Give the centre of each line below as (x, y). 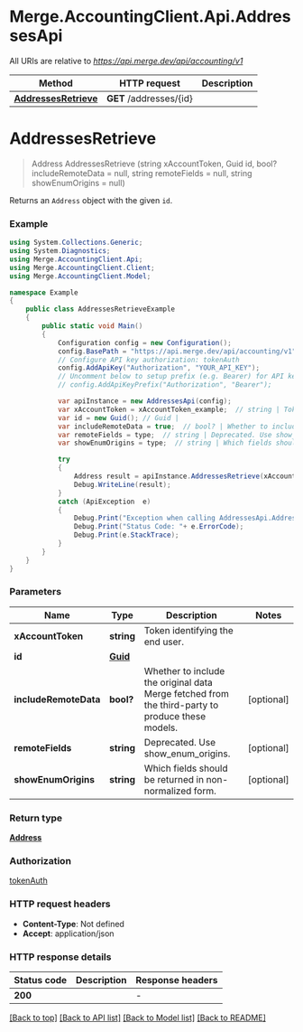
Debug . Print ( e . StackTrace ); (126, 535)
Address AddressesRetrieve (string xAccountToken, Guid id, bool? (154, 164)
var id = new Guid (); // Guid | (118, 417)
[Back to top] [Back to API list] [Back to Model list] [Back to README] (138, 1018)
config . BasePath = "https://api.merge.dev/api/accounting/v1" (177, 351)
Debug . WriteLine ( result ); (122, 484)
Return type (36, 818)
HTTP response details (60, 957)
